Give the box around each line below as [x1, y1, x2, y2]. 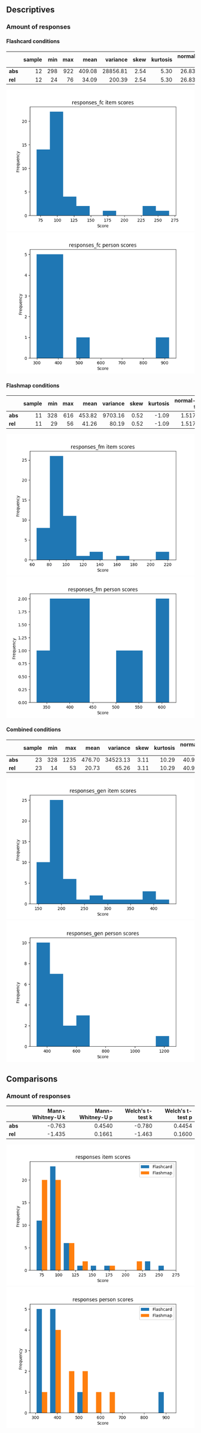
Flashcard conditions [6, 37, 60, 44]
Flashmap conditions [6, 381, 60, 389]
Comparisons [6, 1074, 58, 1084]
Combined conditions [6, 726, 61, 733]
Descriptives [6, 5, 55, 15]
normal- [174, 396, 196, 404]
